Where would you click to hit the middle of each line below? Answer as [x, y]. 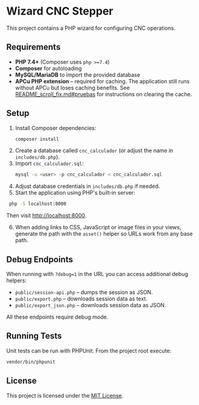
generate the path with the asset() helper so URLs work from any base [104, 234]
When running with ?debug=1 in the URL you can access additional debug [97, 274]
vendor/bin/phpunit [31, 362]
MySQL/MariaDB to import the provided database [78, 75]
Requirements [33, 47]
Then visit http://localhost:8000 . [46, 216]
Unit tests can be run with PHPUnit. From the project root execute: [89, 350]
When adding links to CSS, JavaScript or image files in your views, [98, 227]
